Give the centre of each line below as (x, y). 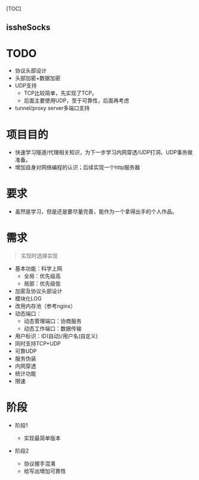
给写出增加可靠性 (45, 471)
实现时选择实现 (39, 256)
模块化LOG (28, 299)
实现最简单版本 (42, 438)
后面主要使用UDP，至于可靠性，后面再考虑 (76, 101)
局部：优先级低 (42, 284)
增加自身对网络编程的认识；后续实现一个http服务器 (77, 167)
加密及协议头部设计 (39, 291)
